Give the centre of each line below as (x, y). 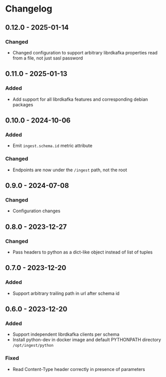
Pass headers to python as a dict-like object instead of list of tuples (82, 252)
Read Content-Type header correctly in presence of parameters (79, 369)
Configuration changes (36, 211)
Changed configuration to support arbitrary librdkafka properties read (85, 52)
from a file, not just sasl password (48, 58)
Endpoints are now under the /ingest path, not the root (70, 170)
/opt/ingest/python (33, 346)
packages (23, 104)
